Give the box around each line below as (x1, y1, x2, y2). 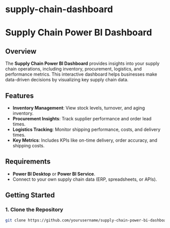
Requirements (5, 157, 51, 166)
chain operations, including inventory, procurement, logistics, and (5, 66, 142, 72)
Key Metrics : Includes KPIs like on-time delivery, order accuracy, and (12, 137, 158, 143)
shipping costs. (12, 143, 45, 148)
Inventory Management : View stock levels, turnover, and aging (12, 105, 145, 111)
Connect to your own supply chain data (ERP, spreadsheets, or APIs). (12, 176, 157, 182)
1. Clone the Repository (5, 206, 63, 213)
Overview (5, 47, 37, 55)
